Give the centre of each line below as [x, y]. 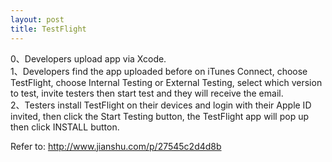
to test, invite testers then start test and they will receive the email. [147, 93]
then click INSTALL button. [65, 127]
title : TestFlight [48, 29]
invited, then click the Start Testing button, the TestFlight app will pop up [160, 116]
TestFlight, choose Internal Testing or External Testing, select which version [166, 82]
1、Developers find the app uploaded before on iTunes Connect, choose [159, 71]
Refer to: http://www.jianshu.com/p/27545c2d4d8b [116, 146]
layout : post [37, 19]
